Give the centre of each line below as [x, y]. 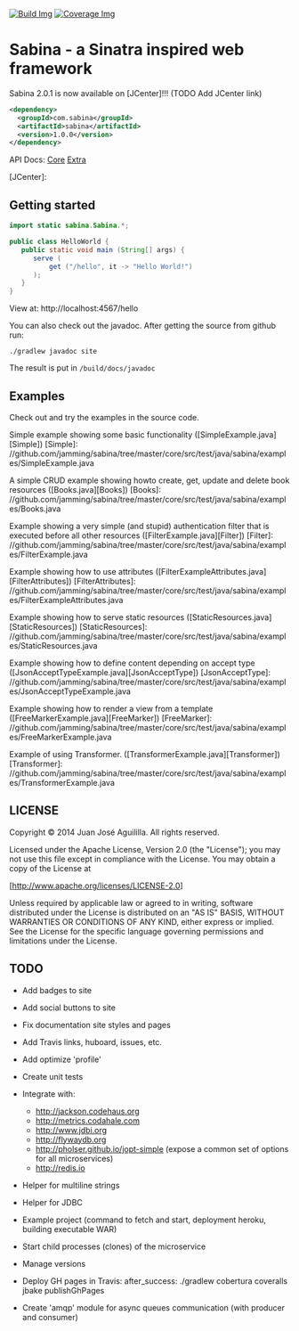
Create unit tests [53, 1076]
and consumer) [50, 1317]
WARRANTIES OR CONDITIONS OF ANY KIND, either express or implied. [141, 921]
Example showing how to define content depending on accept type [132, 663]
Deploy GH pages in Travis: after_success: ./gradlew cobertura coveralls [154, 1281]
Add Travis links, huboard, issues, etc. [92, 1041]
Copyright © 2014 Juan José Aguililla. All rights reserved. [114, 832]
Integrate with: [48, 1094]
